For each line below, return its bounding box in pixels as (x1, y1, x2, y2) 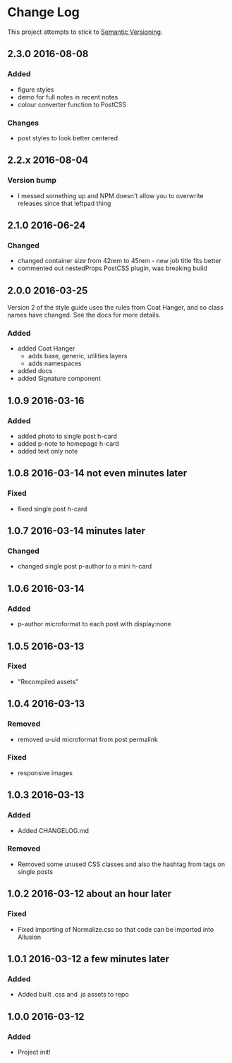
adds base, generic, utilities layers (28, 352, 128, 360)
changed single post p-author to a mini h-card (17, 562, 152, 571)
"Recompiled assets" (17, 677, 79, 686)
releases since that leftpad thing (17, 199, 111, 207)
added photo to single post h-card (17, 432, 118, 441)
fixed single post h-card (17, 504, 87, 513)
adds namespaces (28, 359, 82, 368)
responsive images (17, 768, 73, 777)
